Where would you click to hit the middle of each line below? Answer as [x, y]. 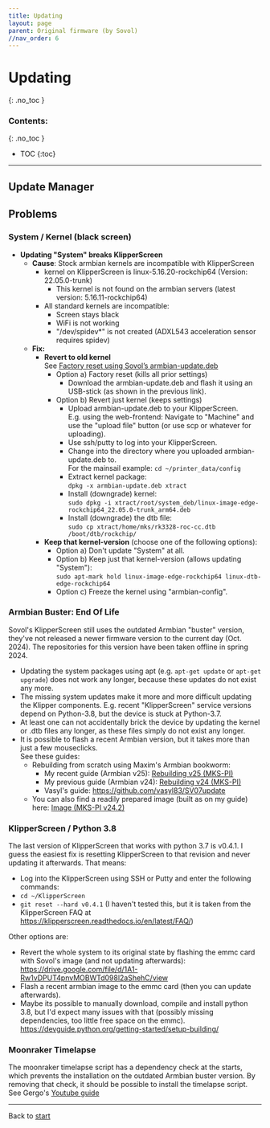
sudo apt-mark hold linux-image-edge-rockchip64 [139, 576]
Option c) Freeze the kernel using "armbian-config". [142, 591]
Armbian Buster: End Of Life [64, 612]
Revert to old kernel [77, 357]
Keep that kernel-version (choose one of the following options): [151, 542]
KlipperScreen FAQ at [55, 913]
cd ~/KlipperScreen [53, 897]
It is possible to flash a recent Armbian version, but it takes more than [135, 739]
